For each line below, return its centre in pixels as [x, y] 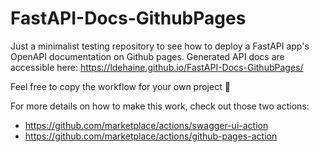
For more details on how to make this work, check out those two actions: [160, 106]
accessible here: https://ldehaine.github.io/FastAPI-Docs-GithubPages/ [157, 67]
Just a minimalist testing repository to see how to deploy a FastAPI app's [160, 46]
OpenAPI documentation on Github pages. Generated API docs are [147, 56]
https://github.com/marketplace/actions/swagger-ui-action [146, 125]
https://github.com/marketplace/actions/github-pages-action [151, 136]
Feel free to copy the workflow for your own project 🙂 [120, 86]
